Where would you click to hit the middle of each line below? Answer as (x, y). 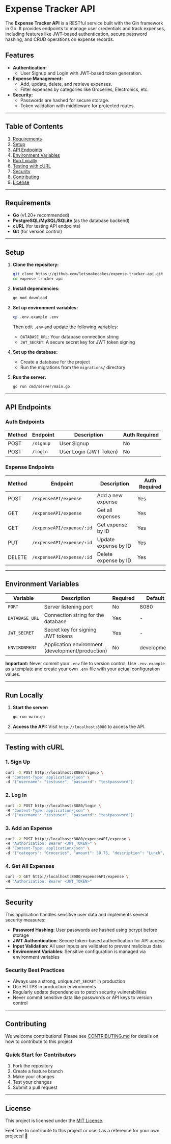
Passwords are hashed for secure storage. (65, 100)
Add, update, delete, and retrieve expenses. (66, 84)
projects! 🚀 (17, 1136)
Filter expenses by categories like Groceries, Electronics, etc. (84, 89)
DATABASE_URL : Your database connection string (69, 336)
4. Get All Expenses (30, 866)
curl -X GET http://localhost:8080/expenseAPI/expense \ (67, 877)
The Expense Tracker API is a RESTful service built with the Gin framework (84, 23)
